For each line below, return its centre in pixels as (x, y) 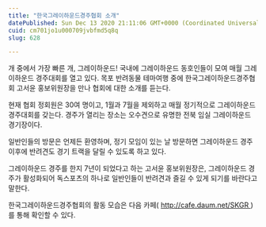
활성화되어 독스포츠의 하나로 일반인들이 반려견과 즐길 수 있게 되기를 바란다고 (140, 179)
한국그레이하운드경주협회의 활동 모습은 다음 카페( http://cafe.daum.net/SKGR (129, 205)
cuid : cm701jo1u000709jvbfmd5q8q (63, 30)
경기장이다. (25, 125)
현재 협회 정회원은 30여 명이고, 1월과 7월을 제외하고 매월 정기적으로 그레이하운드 (132, 105)
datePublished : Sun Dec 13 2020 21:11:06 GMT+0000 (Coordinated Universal (134, 23)
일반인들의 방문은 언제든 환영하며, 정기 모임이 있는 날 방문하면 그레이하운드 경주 (131, 142)
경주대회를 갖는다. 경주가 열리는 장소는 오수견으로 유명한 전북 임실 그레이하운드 (130, 115)
